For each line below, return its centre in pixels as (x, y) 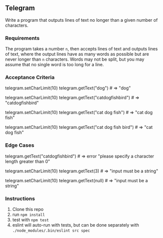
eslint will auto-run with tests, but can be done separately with (76, 225)
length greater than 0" (28, 161)
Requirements (22, 38)
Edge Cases (20, 145)
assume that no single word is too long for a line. (55, 65)
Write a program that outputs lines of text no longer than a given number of (81, 20)
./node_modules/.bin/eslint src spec (51, 231)
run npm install (29, 215)
